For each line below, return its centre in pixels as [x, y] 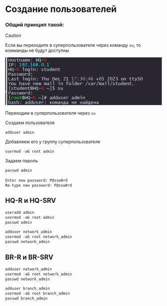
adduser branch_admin [28, 289]
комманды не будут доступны [37, 50]
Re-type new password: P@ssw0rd [39, 185]
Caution [13, 35]
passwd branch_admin [27, 299]
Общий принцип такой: [35, 25]
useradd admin [20, 213]
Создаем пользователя [30, 123]
